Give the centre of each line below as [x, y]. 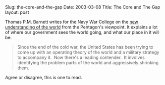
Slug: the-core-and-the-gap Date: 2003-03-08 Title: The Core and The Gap [83, 7]
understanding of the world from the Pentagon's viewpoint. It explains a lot [82, 27]
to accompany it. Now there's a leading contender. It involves [81, 57]
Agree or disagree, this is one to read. [44, 77]
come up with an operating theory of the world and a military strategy [88, 52]
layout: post [17, 12]
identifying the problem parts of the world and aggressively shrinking [88, 63]
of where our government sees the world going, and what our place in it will [82, 32]
